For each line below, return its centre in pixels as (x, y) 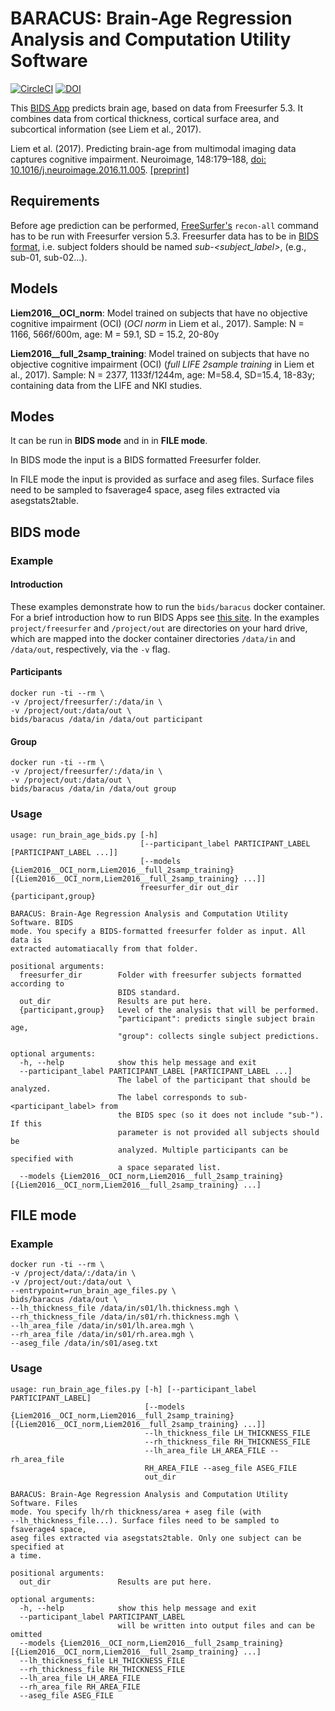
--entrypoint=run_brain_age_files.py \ (93, 1291)
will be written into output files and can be (216, 1625)
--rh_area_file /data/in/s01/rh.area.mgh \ (102, 1335)
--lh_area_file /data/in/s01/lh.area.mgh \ (102, 1326)
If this (26, 1123)
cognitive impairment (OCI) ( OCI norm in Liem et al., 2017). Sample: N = (157, 323)
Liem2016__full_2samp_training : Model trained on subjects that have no (160, 353)
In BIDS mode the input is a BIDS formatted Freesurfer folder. (136, 460)
